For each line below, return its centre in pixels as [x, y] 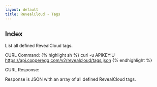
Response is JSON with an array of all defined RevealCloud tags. [71, 79]
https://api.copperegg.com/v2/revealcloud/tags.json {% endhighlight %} [79, 60]
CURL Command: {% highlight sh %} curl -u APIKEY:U [60, 55]
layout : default [22, 10]
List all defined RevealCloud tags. [39, 46]
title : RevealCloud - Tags [33, 14]
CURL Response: [22, 70]
